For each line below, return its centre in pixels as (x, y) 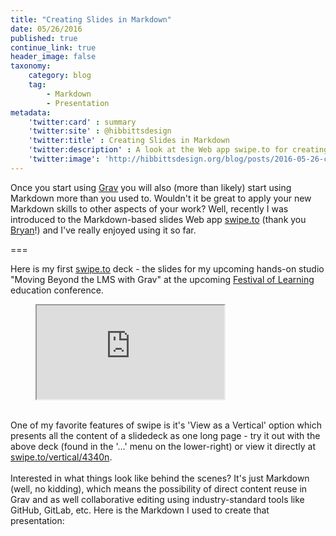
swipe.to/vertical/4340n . (61, 457)
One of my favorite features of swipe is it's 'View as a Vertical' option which (166, 425)
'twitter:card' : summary (82, 122)
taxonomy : (31, 66)
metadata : (31, 112)
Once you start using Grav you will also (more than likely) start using (151, 187)
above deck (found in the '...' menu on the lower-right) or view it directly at (163, 446)
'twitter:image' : (64, 159)
